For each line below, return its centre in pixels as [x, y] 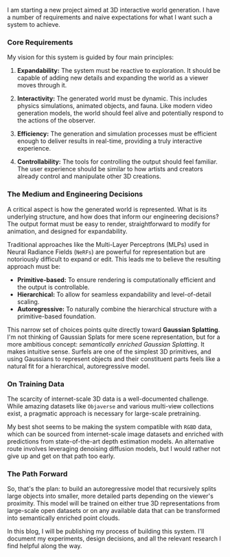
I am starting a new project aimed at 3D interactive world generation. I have [113, 10]
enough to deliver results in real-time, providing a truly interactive [110, 141]
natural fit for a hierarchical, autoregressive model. [79, 366]
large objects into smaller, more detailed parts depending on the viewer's [111, 496]
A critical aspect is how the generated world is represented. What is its [107, 209]
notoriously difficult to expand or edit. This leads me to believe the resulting [114, 259]
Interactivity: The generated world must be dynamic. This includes [112, 98]
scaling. [28, 301]
